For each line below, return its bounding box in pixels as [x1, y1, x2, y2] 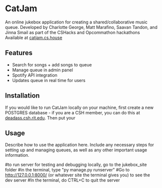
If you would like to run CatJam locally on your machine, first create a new [5, 104, 154, 110]
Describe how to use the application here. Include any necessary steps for [5, 142, 154, 148]
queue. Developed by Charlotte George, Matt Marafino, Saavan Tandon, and [5, 24, 158, 30]
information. [5, 152, 30, 158]
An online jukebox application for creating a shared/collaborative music [5, 19, 148, 25]
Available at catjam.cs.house [5, 35, 62, 41]
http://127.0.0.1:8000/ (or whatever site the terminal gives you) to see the [5, 172, 150, 178]
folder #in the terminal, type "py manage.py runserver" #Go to [5, 167, 130, 173]
